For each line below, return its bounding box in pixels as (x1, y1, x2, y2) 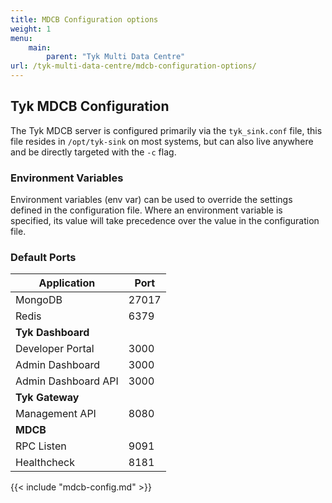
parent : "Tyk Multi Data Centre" (46, 52, 186, 62)
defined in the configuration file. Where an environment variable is (10, 204, 283, 216)
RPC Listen (15, 439, 67, 453)
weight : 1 (10, 24, 52, 34)
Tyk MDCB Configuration (10, 98, 170, 115)
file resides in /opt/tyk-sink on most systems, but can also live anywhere (10, 135, 314, 147)
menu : (10, 33, 33, 43)
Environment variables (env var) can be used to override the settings (10, 194, 293, 206)
